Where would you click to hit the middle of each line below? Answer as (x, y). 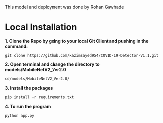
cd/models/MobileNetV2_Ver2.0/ (37, 79)
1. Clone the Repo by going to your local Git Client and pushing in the (77, 41)
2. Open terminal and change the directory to (53, 64)
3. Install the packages (29, 88)
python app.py (20, 115)
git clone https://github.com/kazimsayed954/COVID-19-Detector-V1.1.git (82, 55)
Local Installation (41, 27)
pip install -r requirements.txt (40, 97)
